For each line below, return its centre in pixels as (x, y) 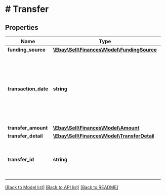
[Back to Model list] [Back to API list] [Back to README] (62, 187)
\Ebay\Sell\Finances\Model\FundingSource (105, 50)
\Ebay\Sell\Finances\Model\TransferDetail (104, 136)
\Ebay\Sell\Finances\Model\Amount (96, 128)
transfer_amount (28, 128)
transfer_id (21, 160)
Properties (22, 28)
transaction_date (28, 89)
